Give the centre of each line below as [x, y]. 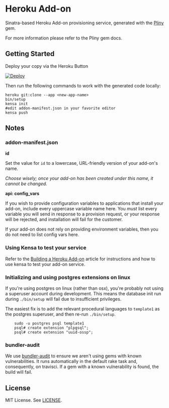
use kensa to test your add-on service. [45, 264]
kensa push [17, 112]
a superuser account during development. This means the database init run [83, 294]
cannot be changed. [26, 184]
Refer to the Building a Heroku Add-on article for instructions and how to [80, 259]
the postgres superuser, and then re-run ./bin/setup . [60, 314]
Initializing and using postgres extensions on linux [68, 277]
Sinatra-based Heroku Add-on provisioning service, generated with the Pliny [84, 23]
